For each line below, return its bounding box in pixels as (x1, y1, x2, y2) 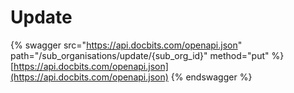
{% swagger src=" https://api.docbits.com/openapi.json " (10, 39, 243, 51)
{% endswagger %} (170, 71, 253, 83)
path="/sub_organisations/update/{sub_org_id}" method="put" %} (10, 49, 285, 61)
